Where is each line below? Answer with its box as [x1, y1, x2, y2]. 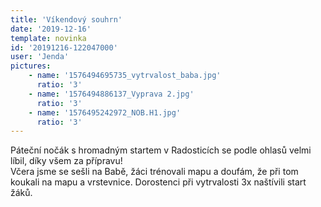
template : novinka [10, 33, 87, 43]
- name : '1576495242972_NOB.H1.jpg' [28, 107, 182, 118]
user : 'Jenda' [10, 52, 70, 62]
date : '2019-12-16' [10, 24, 92, 34]
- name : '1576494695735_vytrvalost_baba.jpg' [28, 71, 222, 81]
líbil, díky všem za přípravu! [10, 155, 123, 167]
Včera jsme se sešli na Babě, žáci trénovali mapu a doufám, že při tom [10, 166, 299, 178]
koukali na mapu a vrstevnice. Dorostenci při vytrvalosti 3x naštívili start [10, 176, 307, 188]
